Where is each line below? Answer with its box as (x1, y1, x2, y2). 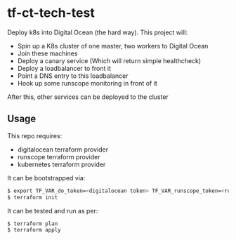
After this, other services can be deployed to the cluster (7, 93, 169, 101)
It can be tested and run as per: (7, 206, 98, 215)
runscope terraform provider (17, 152, 100, 161)
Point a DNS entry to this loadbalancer (17, 72, 129, 80)
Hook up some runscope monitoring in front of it (17, 79, 158, 87)
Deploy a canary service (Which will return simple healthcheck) (17, 56, 202, 65)
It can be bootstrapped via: (7, 173, 86, 182)
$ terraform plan (7, 220, 58, 227)
